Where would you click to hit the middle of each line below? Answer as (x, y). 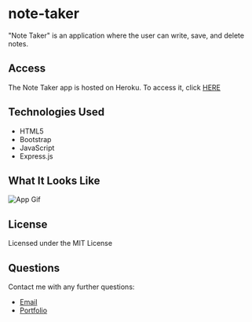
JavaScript (37, 148)
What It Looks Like (54, 180)
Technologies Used (56, 112)
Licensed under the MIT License (60, 243)
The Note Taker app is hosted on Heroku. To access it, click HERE (115, 87)
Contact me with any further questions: (71, 287)
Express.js (36, 156)
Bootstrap (35, 139)
